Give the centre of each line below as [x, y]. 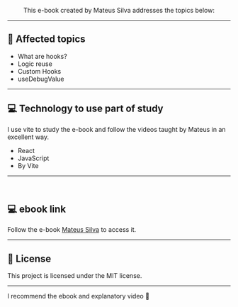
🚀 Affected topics [47, 39]
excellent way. [28, 137]
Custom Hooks [39, 71]
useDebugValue [41, 79]
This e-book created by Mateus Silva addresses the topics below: [119, 10]
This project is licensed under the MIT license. [75, 276]
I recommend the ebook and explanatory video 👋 [79, 296]
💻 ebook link [36, 210]
